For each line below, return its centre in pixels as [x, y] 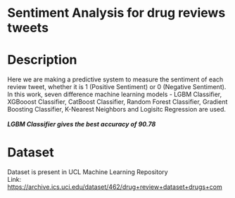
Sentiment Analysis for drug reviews [116, 13]
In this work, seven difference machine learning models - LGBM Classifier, [115, 94]
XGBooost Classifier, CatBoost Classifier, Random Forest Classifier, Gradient [118, 102]
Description [42, 60]
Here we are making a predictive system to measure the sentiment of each [115, 79]
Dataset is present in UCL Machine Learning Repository [88, 172]
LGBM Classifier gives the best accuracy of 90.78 [82, 124]
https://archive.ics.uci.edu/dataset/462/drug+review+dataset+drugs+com [115, 187]
